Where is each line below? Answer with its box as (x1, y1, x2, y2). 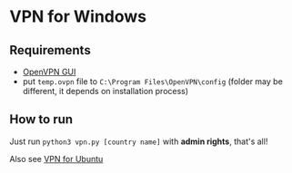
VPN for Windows (9, 6, 147, 27)
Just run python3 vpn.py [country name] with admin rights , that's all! (9, 136, 268, 147)
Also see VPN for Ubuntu (9, 153, 104, 164)
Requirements (9, 43, 91, 58)
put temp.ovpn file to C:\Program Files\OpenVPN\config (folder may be (22, 76, 284, 87)
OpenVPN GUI (22, 66, 76, 77)
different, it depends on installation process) (22, 86, 189, 96)
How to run (9, 111, 74, 128)
